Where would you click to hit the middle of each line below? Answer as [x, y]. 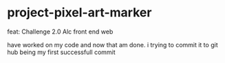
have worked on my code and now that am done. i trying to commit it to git [112, 45]
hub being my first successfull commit [61, 52]
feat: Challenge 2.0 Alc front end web [60, 32]
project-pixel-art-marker [79, 13]
